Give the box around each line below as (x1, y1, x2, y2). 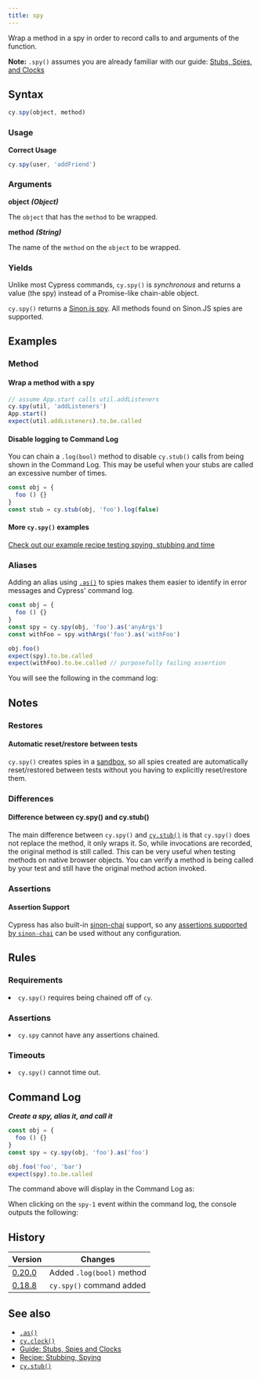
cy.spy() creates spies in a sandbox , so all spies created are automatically (8, 757, 248, 766)
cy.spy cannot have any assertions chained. (18, 1030, 160, 1040)
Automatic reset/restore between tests (8, 739, 138, 749)
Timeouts (8, 1049, 45, 1060)
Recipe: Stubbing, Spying (19, 1353, 102, 1362)
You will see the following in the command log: (8, 673, 158, 683)
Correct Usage (8, 145, 57, 154)
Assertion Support (8, 902, 71, 912)
